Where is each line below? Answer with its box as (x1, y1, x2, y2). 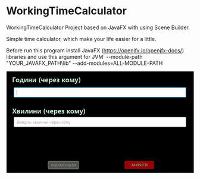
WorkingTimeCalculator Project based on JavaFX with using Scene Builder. (6, 24, 190, 31)
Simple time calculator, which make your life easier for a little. (6, 35, 157, 42)
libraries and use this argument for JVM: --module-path (6, 53, 143, 60)
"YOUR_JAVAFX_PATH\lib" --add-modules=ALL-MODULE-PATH (6, 59, 163, 67)
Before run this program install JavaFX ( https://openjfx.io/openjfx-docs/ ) (6, 46, 185, 54)
